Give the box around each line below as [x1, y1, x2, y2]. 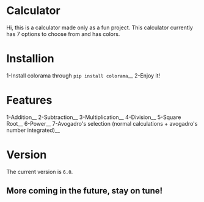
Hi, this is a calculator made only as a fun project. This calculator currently [6, 24, 194, 31]
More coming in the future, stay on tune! [6, 186, 163, 196]
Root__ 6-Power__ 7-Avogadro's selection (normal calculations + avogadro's [6, 120, 198, 127]
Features [6, 93, 53, 107]
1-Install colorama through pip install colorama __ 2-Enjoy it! [6, 71, 161, 79]
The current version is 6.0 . [6, 168, 73, 175]
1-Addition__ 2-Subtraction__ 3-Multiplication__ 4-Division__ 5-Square [6, 114, 181, 121]
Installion [6, 52, 54, 66]
